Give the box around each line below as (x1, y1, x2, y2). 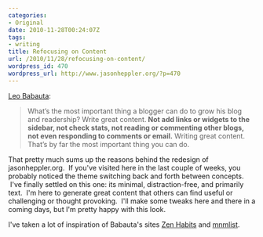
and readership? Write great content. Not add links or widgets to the (27, 114, 250, 124)
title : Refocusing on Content (8, 48, 108, 56)
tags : (8, 33, 26, 41)
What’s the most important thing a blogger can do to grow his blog (27, 106, 242, 116)
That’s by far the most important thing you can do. (27, 139, 190, 149)
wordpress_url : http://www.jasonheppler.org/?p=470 (8, 70, 181, 77)
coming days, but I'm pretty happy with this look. (8, 204, 166, 214)
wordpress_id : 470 (8, 63, 68, 70)
